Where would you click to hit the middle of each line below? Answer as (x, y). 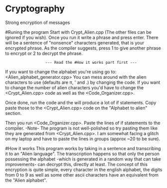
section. (13, 113)
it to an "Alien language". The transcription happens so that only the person (82, 154)
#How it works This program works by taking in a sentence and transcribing (83, 148)
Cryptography (35, 9)
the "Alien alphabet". (26, 180)
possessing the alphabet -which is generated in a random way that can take (83, 159)
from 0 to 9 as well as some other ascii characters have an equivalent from (82, 175)
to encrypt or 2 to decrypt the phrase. (44, 53)
